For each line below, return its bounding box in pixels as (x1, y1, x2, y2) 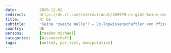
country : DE (5, 26, 44, 31)
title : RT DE (5, 17, 51, 22)
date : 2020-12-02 (5, 7, 63, 13)
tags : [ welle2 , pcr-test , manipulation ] (5, 40, 113, 45)
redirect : (5, 12, 26, 17)
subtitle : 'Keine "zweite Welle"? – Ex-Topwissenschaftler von (5, 21, 154, 27)
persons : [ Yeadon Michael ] (5, 31, 76, 36)
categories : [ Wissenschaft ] (5, 36, 72, 41)
